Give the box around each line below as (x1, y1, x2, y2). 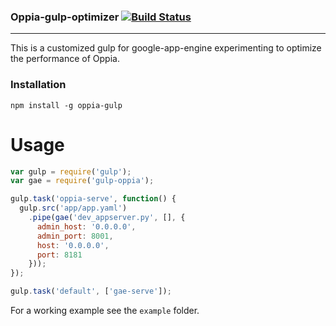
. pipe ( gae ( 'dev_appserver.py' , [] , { (28, 213, 186, 223)
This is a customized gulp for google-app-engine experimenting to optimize (10, 42, 322, 54)
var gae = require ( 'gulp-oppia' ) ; (10, 176, 155, 186)
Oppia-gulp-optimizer (10, 10, 120, 24)
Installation (10, 78, 67, 92)
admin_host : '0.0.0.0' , (36, 221, 137, 232)
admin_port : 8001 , (36, 231, 114, 241)
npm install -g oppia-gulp (10, 100, 123, 110)
